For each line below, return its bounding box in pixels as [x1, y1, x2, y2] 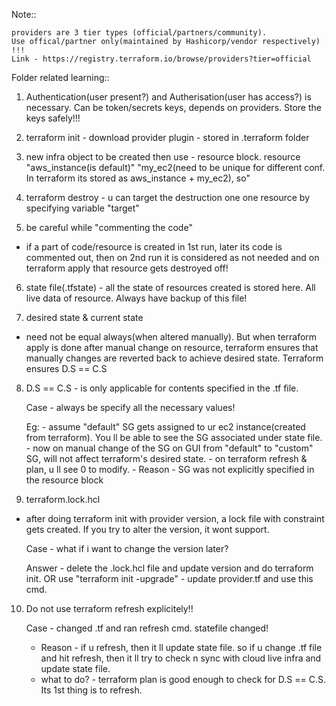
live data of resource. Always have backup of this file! [25, 292, 248, 304]
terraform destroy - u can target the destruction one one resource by [25, 192, 311, 203]
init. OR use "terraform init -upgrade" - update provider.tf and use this [25, 573, 314, 584]
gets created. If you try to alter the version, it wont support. [25, 524, 270, 535]
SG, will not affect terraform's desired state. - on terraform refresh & [25, 453, 308, 464]
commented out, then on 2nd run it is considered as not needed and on [25, 252, 320, 263]
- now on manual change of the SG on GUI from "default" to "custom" [25, 442, 314, 454]
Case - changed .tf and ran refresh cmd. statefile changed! [25, 622, 269, 634]
